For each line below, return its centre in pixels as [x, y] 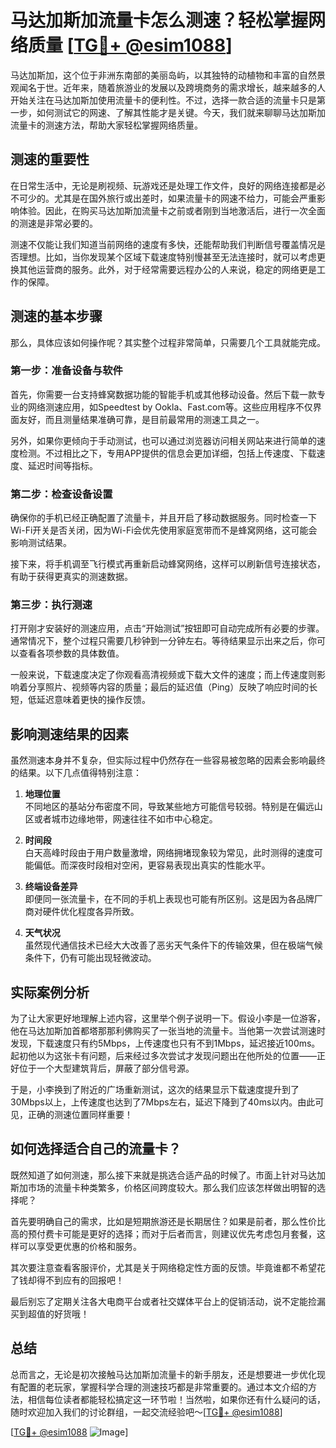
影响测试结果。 [41, 543]
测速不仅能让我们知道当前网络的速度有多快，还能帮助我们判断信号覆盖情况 [163, 244]
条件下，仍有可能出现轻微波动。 [90, 958]
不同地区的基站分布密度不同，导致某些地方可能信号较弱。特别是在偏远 [169, 807]
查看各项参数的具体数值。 [71, 653]
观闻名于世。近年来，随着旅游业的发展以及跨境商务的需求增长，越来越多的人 [168, 87]
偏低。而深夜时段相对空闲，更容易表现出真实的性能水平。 [152, 865]
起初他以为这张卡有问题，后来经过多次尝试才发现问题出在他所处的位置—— [163, 1056]
